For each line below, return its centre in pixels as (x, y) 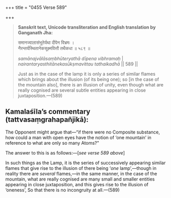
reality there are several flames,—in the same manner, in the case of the (81, 173)
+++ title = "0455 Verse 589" (36, 7)
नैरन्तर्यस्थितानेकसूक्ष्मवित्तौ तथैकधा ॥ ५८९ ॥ (54, 48)
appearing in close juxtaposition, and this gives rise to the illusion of (77, 184)
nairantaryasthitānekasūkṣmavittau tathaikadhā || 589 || (78, 64)
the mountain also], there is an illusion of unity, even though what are (91, 85)
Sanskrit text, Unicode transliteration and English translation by (87, 27)
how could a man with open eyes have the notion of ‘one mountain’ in (79, 137)
